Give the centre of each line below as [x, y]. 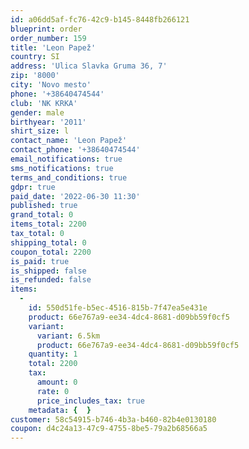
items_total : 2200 [48, 224]
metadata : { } [60, 410]
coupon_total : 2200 [51, 252]
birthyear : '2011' [48, 122]
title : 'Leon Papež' [53, 47]
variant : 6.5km [68, 336]
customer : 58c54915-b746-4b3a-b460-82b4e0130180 [113, 419]
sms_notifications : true [62, 168]
